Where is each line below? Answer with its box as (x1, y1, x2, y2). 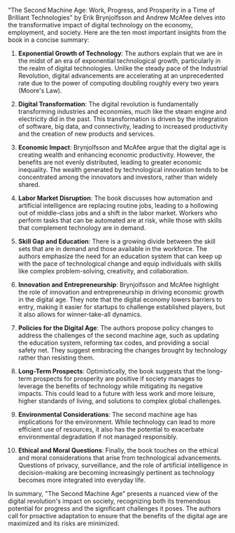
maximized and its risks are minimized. (8, 519, 120, 527)
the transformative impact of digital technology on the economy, (8, 21, 193, 29)
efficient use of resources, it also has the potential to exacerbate (17, 425, 204, 433)
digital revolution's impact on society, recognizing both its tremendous (8, 497, 211, 505)
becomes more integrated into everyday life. (17, 476, 146, 484)
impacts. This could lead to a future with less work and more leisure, (17, 390, 215, 397)
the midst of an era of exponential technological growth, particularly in (17, 57, 221, 65)
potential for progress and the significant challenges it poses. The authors (8, 504, 221, 513)
